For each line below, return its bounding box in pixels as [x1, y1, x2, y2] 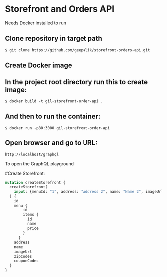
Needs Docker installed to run [5, 20, 66, 26]
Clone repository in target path [5, 34, 103, 43]
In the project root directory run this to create [5, 78, 148, 86]
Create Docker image [5, 61, 72, 69]
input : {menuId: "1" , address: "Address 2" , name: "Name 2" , [14, 189, 143, 194]
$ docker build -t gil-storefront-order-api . [5, 98, 103, 104]
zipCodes [14, 254, 32, 259]
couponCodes [14, 258, 39, 264]
